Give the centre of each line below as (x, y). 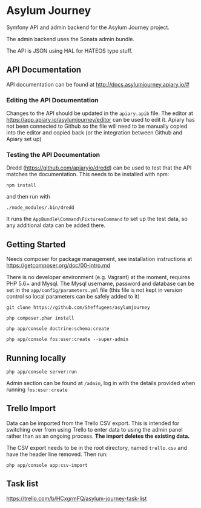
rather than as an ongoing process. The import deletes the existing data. (98, 436)
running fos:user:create (37, 389)
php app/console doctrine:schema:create (58, 329)
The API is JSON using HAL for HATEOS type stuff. (70, 51)
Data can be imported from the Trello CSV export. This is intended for (93, 423)
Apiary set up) (24, 139)
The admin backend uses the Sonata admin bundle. (71, 39)
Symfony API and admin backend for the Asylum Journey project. (88, 27)
